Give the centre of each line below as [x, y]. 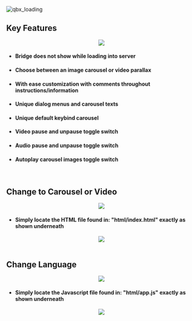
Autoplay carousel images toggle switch [67, 159]
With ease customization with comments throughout [83, 84]
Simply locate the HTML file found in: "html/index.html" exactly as [100, 220]
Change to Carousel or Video [62, 192]
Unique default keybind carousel [57, 118]
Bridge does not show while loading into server [75, 56]
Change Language [42, 265]
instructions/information [46, 90]
